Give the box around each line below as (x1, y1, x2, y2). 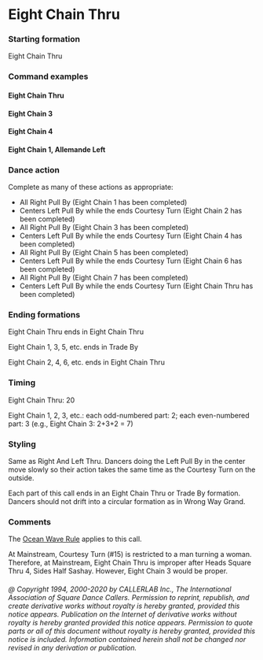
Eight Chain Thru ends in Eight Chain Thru (8, 327, 144, 336)
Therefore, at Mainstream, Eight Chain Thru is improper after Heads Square (8, 558, 251, 568)
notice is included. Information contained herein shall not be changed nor (8, 634, 247, 643)
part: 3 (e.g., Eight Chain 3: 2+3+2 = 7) (8, 419, 133, 428)
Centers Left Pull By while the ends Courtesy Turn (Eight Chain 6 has (19, 256, 243, 265)
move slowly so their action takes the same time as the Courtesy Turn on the (8, 465, 256, 474)
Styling (8, 439, 37, 450)
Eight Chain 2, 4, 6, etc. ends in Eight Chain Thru (8, 358, 165, 367)
